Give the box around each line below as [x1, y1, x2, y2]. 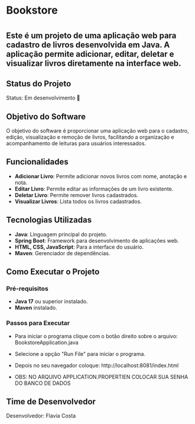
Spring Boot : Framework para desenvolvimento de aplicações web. [14, 237, 179, 244]
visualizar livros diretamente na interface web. [6, 59, 181, 69]
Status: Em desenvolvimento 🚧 [6, 94, 81, 101]
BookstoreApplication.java [14, 339, 79, 346]
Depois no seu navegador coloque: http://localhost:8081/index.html [14, 362, 179, 369]
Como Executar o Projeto [6, 267, 100, 277]
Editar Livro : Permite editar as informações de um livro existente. [14, 185, 174, 192]
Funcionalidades [6, 157, 69, 167]
